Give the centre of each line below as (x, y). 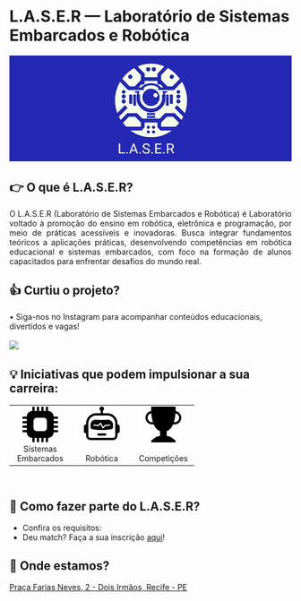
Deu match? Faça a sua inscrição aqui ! (94, 537)
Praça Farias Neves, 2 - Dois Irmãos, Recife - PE (99, 588)
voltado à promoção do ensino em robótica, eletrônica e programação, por (150, 223)
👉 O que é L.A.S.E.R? (71, 188)
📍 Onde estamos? (60, 566)
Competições (163, 459)
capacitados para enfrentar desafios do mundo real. (105, 261)
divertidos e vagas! (45, 326)
